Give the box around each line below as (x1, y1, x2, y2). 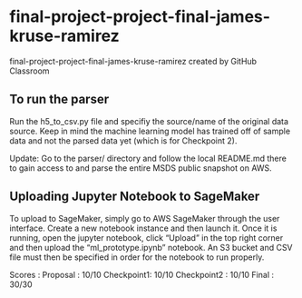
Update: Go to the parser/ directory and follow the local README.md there (9, 153, 287, 164)
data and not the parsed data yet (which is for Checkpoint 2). (9, 134, 238, 146)
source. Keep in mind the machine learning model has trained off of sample (9, 125, 291, 136)
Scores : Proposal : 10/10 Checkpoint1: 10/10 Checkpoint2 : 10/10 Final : (9, 269, 275, 280)
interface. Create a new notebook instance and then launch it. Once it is (9, 223, 278, 233)
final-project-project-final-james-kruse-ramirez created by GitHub (9, 55, 257, 66)
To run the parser (9, 92, 110, 107)
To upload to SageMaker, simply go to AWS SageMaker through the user (9, 213, 280, 223)
